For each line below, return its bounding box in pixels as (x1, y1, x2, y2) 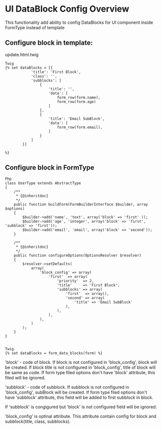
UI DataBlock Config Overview (5, 3, 130, 15)
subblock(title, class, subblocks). (5, 418, 71, 424)
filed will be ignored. (5, 375, 46, 380)
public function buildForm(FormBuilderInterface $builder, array (14, 202, 148, 207)
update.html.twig (5, 51, 39, 57)
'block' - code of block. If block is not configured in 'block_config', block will (5, 359, 157, 365)
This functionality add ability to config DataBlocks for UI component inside (5, 19, 153, 25)
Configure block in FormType (5, 164, 94, 172)
